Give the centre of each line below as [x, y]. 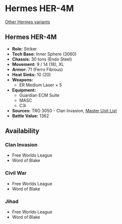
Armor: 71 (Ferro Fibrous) [37, 69]
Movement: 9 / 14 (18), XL [38, 64]
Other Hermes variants [28, 22]
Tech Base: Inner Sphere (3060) [44, 54]
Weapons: [22, 80]
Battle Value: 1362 [30, 116]
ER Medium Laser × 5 [41, 85]
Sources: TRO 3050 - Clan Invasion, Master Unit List [64, 111]
